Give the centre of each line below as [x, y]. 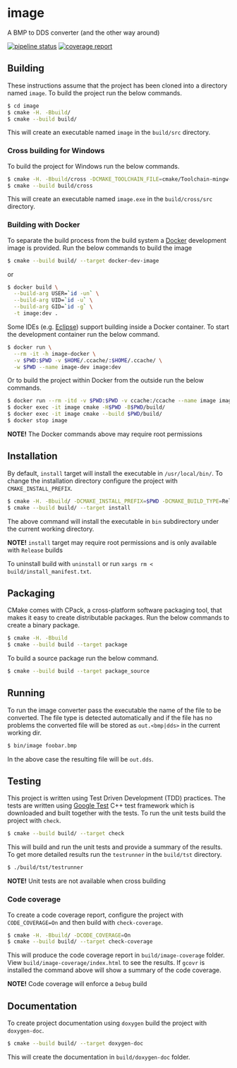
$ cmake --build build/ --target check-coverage [80, 942]
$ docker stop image [38, 421]
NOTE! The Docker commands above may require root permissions [105, 434]
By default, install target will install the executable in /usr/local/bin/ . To [115, 473]
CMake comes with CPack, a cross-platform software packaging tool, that [115, 610]
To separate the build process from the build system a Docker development [117, 240]
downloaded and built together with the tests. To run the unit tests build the [117, 813]
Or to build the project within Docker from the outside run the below [106, 380]
